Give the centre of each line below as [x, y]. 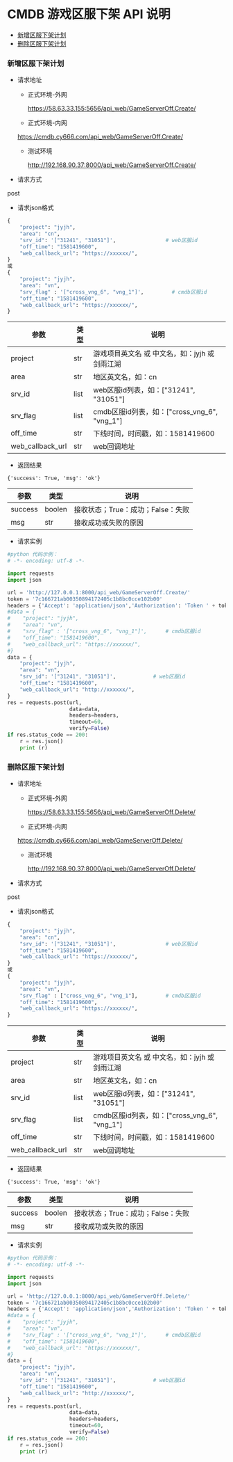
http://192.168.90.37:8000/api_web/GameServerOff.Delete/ [112, 869]
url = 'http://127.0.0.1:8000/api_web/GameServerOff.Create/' [99, 592]
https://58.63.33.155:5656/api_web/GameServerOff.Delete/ [112, 812]
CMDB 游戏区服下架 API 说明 [89, 14]
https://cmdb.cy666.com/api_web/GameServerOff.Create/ [100, 137]
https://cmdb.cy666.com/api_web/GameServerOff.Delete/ [100, 841]
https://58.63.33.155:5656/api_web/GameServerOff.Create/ [112, 109]
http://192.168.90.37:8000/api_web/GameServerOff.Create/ [112, 165]
